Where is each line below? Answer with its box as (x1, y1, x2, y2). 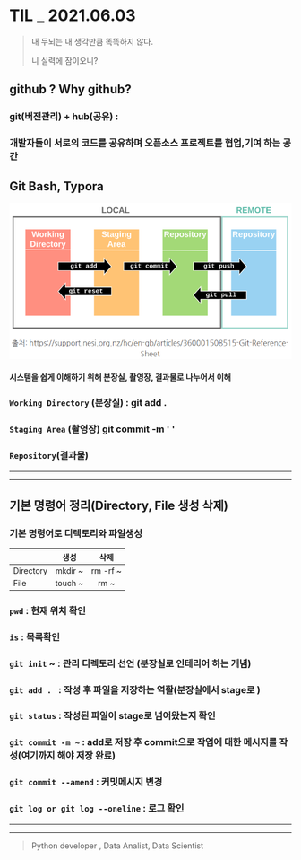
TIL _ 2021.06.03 (9, 5, 136, 26)
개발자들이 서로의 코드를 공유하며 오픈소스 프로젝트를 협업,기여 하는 (9, 136, 281, 149)
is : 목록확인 (9, 630, 61, 643)
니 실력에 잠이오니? (30, 55, 99, 66)
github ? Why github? (9, 82, 132, 97)
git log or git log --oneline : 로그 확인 (9, 803, 185, 815)
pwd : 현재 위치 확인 (9, 604, 87, 617)
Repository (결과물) (9, 450, 90, 462)
